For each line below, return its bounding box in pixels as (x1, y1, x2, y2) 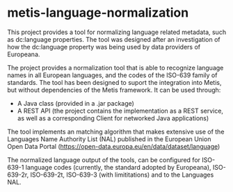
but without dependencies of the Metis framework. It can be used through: (7, 86, 221, 94)
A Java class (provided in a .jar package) (17, 99, 134, 107)
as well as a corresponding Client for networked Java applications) (17, 113, 209, 122)
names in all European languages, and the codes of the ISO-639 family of (7, 71, 218, 79)
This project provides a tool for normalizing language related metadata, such (7, 28, 227, 36)
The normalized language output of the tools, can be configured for (7, 155, 200, 164)
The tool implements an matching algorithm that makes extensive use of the (7, 127, 225, 136)
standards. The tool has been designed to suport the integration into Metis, (7, 78, 222, 86)
